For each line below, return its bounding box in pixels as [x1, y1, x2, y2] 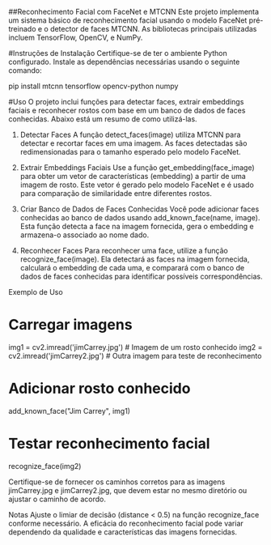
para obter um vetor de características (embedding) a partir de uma [19, 172, 247, 181]
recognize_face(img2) [8, 461, 82, 470]
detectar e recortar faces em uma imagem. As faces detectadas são [19, 138, 248, 148]
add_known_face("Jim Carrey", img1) [8, 406, 131, 415]
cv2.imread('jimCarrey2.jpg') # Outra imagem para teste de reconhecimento [8, 351, 262, 360]
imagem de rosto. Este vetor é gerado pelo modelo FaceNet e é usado [19, 180, 255, 189]
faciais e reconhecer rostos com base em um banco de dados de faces [8, 105, 246, 115]
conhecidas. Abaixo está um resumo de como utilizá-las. [8, 114, 197, 124]
